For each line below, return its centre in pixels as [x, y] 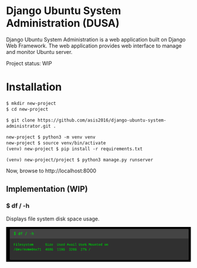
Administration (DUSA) [63, 23]
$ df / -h [18, 206]
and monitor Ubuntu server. [39, 52]
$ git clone [21, 120]
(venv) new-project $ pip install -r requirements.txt [74, 149]
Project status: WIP [29, 63]
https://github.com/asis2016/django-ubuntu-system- [102, 120]
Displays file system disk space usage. [53, 219]
